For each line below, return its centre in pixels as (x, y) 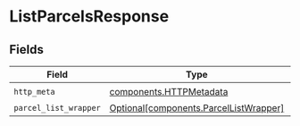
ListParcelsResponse (89, 17)
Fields (27, 50)
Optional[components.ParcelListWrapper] (197, 108)
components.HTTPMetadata (169, 91)
